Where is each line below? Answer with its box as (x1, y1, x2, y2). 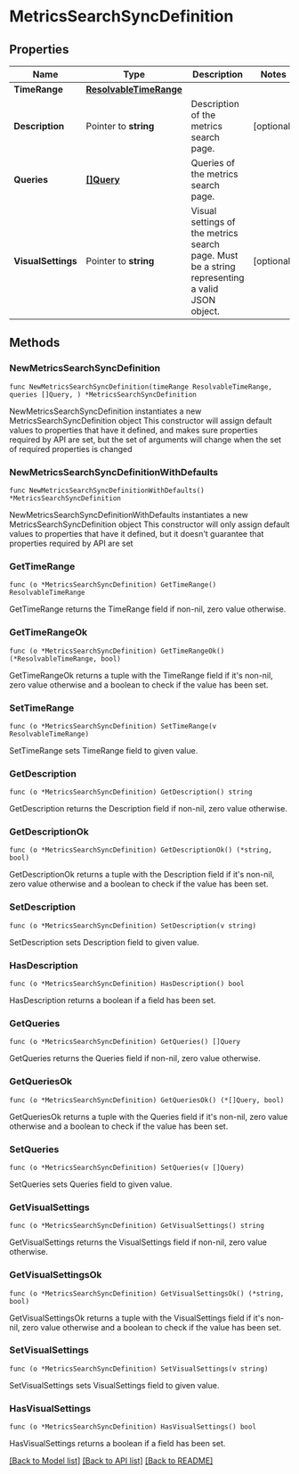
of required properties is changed (9, 443, 133, 454)
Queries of (190, 157, 236, 169)
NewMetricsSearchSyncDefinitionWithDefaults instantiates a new (9, 509, 249, 520)
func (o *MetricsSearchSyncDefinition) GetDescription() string (9, 787, 253, 797)
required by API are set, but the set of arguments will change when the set (9, 434, 282, 445)
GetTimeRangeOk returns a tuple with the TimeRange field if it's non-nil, (9, 670, 273, 680)
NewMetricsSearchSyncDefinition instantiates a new (9, 406, 202, 416)
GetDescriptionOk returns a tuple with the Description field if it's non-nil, (9, 869, 275, 880)
